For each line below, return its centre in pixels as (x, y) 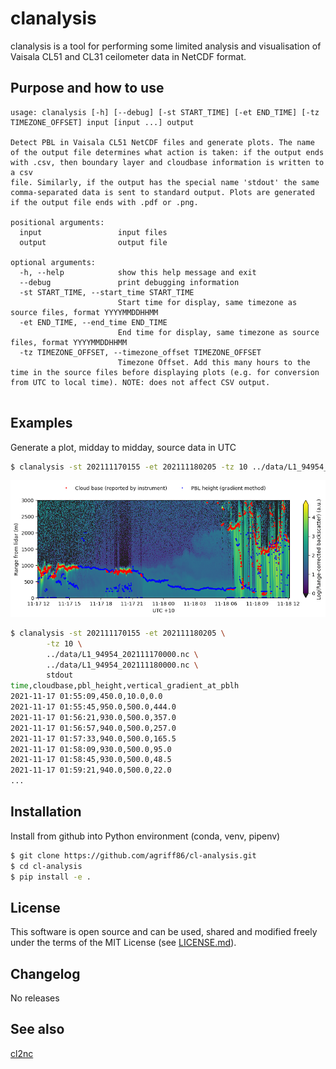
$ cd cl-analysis (46, 866)
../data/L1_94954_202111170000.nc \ (122, 654)
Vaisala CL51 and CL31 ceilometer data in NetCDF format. (128, 56)
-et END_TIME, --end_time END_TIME (93, 322)
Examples (41, 423)
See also (37, 1029)
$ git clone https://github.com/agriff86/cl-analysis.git (133, 855)
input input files (93, 232)
